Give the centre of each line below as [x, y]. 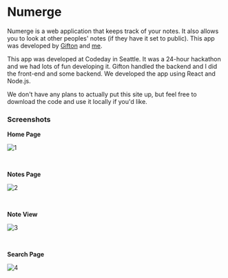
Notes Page [24, 174]
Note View [22, 215]
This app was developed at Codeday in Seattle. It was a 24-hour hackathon [114, 58]
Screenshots [29, 119]
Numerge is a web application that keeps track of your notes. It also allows [113, 31]
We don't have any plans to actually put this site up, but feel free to [102, 94]
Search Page [26, 255]
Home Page [24, 134]
